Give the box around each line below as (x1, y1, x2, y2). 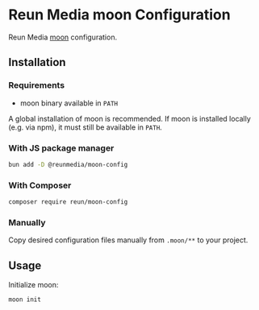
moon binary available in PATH (19, 98, 119, 108)
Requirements (8, 80, 65, 91)
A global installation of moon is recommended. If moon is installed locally (8, 114, 252, 123)
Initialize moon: (8, 280, 59, 290)
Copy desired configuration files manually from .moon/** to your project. (8, 235, 249, 245)
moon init (8, 296, 42, 304)
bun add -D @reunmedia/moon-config (8, 160, 128, 168)
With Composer (8, 180, 72, 191)
